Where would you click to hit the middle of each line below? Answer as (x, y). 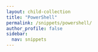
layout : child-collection (38, 12)
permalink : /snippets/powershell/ (49, 23)
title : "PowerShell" (32, 17)
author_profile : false (34, 28)
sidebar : (17, 34)
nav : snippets (29, 39)
